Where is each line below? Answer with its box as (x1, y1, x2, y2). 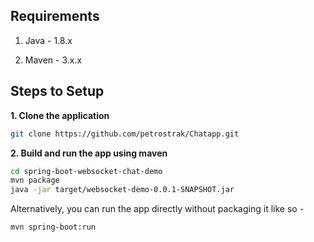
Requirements (10, 8, 100, 25)
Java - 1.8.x (24, 34, 73, 46)
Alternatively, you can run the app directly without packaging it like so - (10, 203, 305, 215)
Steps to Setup (10, 83, 105, 100)
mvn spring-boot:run (10, 222, 97, 233)
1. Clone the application (10, 109, 110, 121)
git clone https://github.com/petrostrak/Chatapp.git (10, 129, 240, 139)
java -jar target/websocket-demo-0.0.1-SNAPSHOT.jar (10, 185, 235, 195)
